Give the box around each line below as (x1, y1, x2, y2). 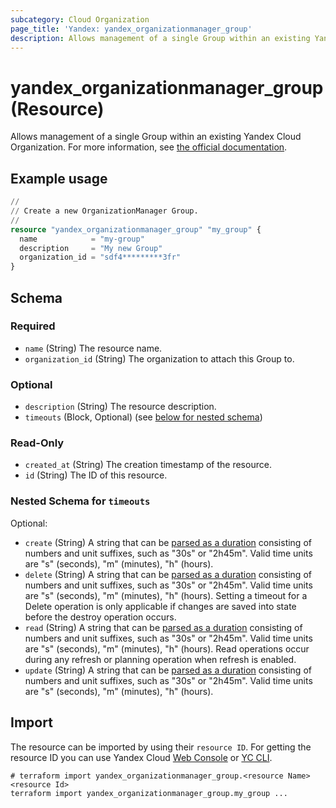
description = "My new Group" (19, 243, 163, 253)
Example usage (10, 170, 108, 187)
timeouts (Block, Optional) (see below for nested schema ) (24, 411, 263, 423)
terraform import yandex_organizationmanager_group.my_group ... (10, 788, 288, 798)
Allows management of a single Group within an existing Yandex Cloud (10, 131, 302, 143)
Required (10, 319, 56, 333)
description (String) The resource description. (24, 401, 217, 413)
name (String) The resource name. (24, 342, 163, 354)
